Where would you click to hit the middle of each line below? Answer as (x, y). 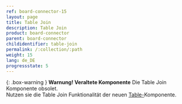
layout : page (22, 17)
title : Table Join (28, 22)
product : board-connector (38, 33)
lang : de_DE (21, 60)
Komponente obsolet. (32, 89)
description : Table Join (36, 28)
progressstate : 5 (27, 66)
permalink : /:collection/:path (44, 50)
